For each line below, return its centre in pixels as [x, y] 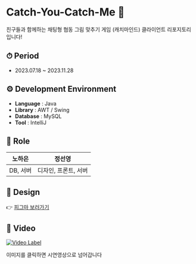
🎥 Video [21, 228]
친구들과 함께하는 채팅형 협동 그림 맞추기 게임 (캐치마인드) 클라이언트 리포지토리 [99, 29]
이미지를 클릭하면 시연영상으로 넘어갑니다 [54, 255]
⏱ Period [23, 56]
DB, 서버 [21, 170]
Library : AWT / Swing [42, 110]
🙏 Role [18, 141]
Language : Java [35, 103]
